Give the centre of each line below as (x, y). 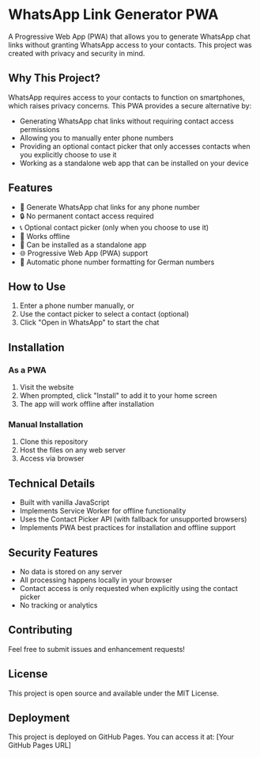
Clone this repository (54, 442)
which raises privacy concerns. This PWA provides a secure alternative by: (130, 105)
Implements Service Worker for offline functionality (103, 511)
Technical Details (52, 483)
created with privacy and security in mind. (77, 53)
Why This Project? (55, 78)
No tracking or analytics (58, 605)
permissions (40, 129)
